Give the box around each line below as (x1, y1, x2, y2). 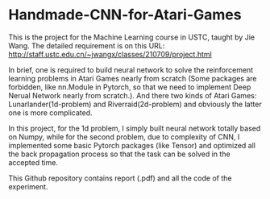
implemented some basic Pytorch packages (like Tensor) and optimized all (8, 140, 256, 150)
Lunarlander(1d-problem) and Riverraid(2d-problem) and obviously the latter (8, 99, 262, 109)
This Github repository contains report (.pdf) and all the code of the (8, 173, 232, 183)
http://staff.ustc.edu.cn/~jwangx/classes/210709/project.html (8, 49, 212, 59)
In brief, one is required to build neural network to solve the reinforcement (8, 64, 254, 74)
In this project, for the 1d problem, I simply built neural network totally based (8, 123, 261, 133)
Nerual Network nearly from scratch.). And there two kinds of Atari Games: (8, 90, 257, 100)
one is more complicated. (8, 107, 93, 118)
